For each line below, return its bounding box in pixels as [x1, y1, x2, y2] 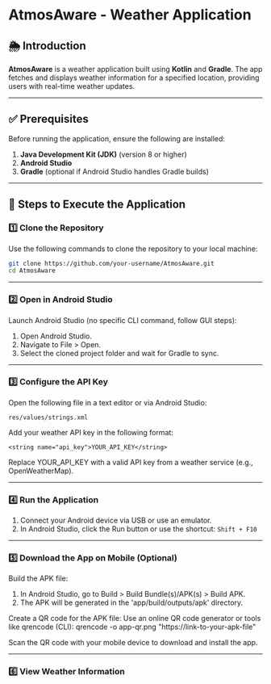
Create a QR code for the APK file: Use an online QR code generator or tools [8, 614, 261, 623]
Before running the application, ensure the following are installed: [8, 133, 226, 143]
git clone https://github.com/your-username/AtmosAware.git [8, 259, 215, 267]
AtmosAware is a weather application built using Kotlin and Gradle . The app [8, 65, 263, 73]
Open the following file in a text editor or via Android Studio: [8, 397, 207, 407]
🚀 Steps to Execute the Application [8, 198, 186, 212]
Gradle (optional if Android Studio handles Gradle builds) [19, 166, 210, 176]
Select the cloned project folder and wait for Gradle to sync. [19, 348, 219, 358]
